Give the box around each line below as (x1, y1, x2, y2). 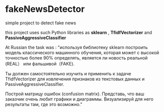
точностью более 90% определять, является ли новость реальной (5, 55, 148, 60)
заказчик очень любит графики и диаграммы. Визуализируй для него (5, 96, 154, 102)
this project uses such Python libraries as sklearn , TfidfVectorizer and (5, 29, 152, 35)
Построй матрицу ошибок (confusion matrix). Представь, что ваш (5, 91, 145, 97)
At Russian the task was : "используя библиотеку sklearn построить (5, 44, 148, 50)
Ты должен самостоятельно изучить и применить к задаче (5, 70, 131, 76)
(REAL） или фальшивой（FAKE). (5, 60, 75, 66)
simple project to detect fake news (5, 20, 76, 26)
